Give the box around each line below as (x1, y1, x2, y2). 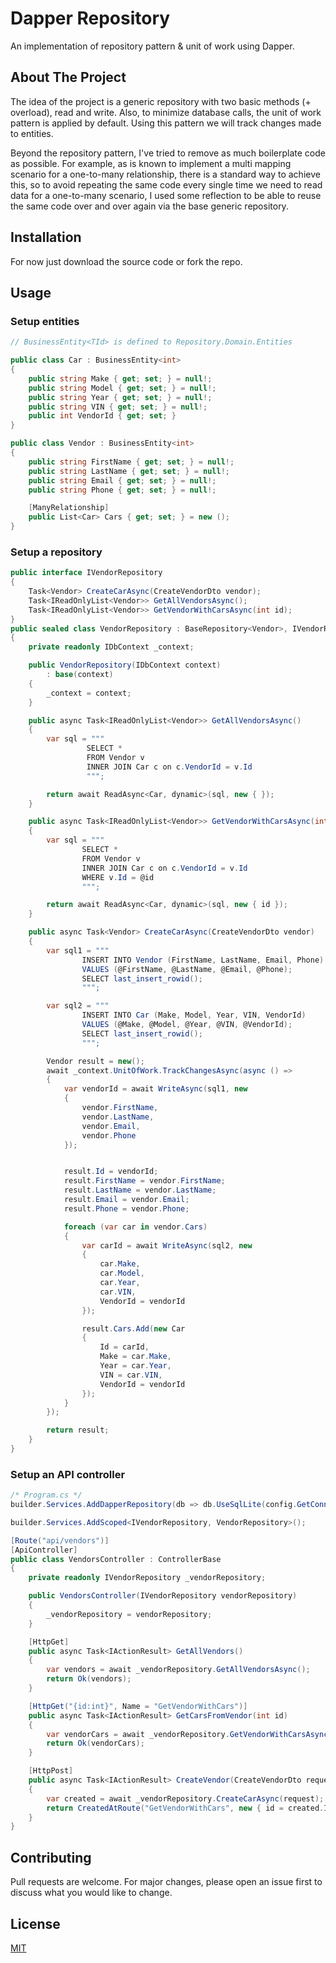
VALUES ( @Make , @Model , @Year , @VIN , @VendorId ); (81, 1020, 293, 1030)
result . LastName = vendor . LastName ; (63, 1185, 217, 1196)
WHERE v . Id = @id (81, 872, 155, 882)
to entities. (10, 127, 54, 139)
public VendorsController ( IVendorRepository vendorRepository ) (28, 1591, 298, 1601)
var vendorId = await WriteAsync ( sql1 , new (63, 1084, 248, 1094)
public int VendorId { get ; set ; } (28, 411, 177, 421)
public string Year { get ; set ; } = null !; (28, 392, 213, 402)
